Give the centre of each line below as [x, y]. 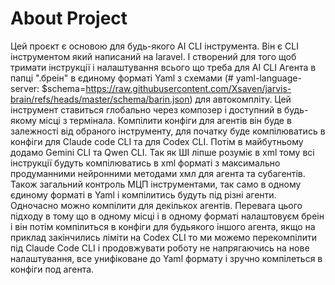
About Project [69, 18]
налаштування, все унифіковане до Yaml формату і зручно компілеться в [166, 258]
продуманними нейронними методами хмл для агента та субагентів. [158, 173]
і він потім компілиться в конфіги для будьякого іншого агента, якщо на [163, 226]
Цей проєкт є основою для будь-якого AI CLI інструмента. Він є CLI [154, 46]
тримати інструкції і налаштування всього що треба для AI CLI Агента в [163, 67]
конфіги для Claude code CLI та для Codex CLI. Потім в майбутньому [157, 141]
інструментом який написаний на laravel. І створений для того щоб [153, 56]
